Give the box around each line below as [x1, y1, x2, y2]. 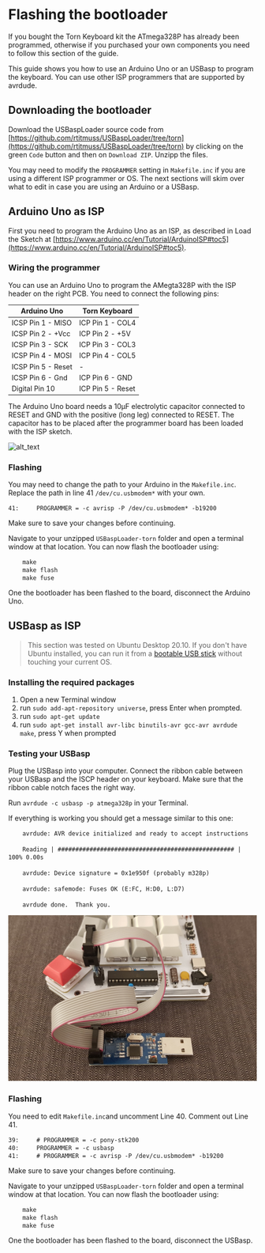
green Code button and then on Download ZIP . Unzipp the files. [8, 150, 208, 159]
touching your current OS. [27, 657, 113, 666]
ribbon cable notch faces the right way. [8, 783, 136, 793]
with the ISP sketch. [8, 426, 73, 436]
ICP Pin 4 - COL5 [78, 350, 136, 361]
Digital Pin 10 [11, 384, 55, 393]
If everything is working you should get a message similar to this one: [8, 813, 234, 823]
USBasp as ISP [8, 619, 81, 633]
